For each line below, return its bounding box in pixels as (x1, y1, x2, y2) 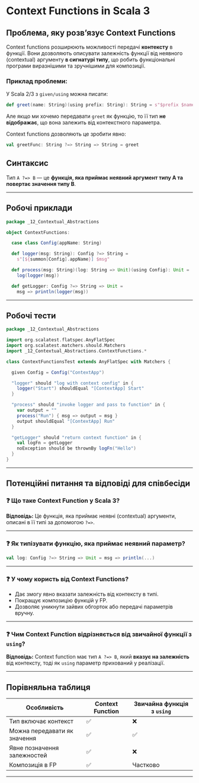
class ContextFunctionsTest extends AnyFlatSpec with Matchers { (6, 358, 171, 365)
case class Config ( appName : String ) (11, 240, 102, 246)
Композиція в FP (9, 761, 57, 769)
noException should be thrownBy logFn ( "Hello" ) (17, 445, 136, 451)
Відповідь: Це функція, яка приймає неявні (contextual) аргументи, (6, 512, 176, 519)
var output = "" (17, 407, 57, 413)
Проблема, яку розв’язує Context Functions (6, 28, 176, 38)
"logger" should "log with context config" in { (11, 380, 134, 386)
